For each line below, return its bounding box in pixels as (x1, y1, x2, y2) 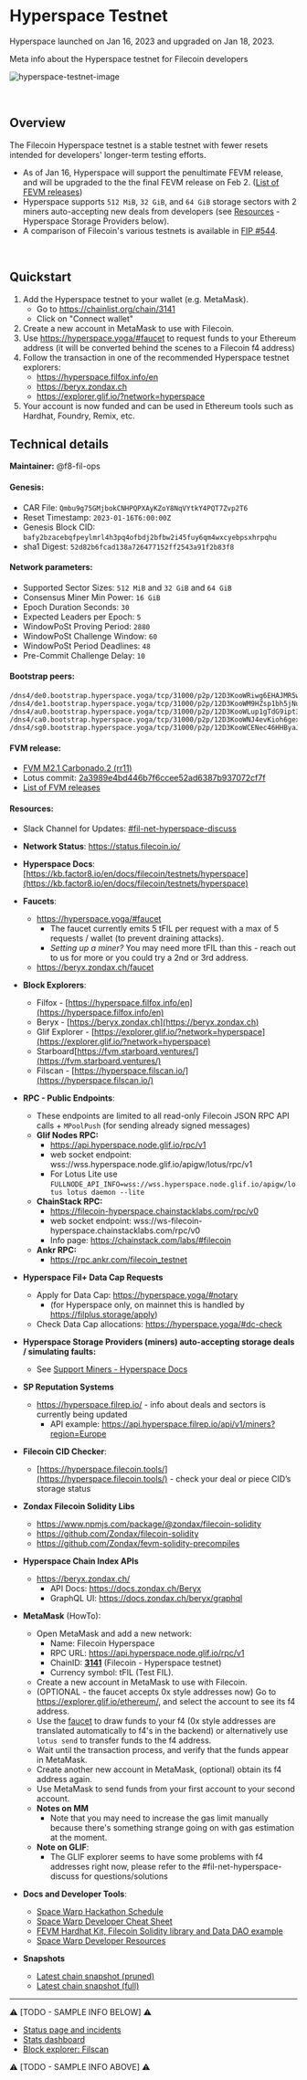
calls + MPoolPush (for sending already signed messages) (36, 1120, 250, 1131)
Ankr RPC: (36, 1244, 78, 1256)
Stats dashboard (22, 2034, 85, 2045)
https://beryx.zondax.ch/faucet (36, 962, 154, 973)
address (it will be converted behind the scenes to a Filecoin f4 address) (22, 342, 295, 353)
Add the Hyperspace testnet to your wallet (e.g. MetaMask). (22, 293, 249, 304)
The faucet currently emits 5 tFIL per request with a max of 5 (49, 924, 279, 934)
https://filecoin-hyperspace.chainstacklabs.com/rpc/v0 (49, 1206, 259, 1217)
